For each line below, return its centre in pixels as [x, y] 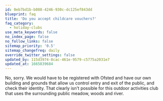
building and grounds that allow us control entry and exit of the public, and [80, 83]
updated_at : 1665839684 [29, 64]
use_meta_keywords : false [31, 32]
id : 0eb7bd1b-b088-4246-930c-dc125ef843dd [49, 10]
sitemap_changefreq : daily [32, 50]
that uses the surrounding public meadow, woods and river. [64, 94]
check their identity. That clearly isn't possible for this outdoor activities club [82, 88]
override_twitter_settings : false [40, 55]
